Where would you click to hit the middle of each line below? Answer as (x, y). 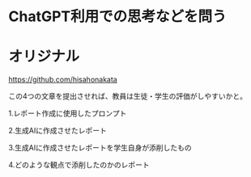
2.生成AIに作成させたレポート (57, 131)
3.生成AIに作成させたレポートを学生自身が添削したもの (100, 148)
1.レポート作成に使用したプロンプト (68, 113)
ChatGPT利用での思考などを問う (117, 17)
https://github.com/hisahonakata (63, 80)
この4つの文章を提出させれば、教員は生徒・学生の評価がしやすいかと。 (128, 96)
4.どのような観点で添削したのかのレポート (79, 165)
